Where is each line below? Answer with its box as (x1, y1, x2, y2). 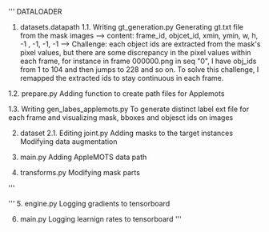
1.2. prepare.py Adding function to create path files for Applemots (8, 89, 225, 98)
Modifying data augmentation (19, 137, 118, 146)
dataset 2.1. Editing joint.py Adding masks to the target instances (19, 128, 234, 138)
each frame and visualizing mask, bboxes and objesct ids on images (8, 113, 234, 122)
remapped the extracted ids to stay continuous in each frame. (19, 74, 224, 82)
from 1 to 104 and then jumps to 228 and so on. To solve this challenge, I (19, 65, 259, 74)
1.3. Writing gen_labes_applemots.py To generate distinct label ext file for (8, 104, 250, 114)
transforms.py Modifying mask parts (19, 168, 140, 177)
